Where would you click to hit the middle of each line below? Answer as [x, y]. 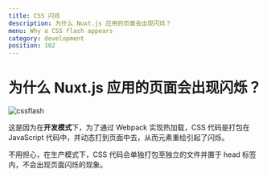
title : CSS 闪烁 [34, 16]
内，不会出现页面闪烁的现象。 [58, 165]
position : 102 [32, 46]
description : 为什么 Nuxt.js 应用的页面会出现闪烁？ [90, 23]
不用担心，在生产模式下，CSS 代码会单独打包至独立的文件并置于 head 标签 [133, 154]
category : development [46, 38]
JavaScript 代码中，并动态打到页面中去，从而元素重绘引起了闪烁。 [119, 138]
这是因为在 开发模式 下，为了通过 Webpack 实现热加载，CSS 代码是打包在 [129, 128]
